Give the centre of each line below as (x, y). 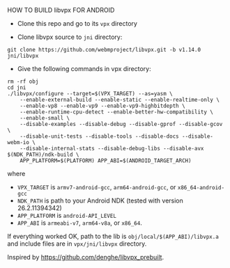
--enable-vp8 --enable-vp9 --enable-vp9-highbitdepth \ (103, 106)
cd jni (17, 88)
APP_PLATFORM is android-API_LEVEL (67, 215)
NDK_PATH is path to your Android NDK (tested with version (100, 200)
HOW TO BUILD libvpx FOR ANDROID (61, 10)
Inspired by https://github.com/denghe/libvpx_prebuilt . (86, 257)
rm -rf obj (23, 81)
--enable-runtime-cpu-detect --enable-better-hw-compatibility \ (117, 112)
